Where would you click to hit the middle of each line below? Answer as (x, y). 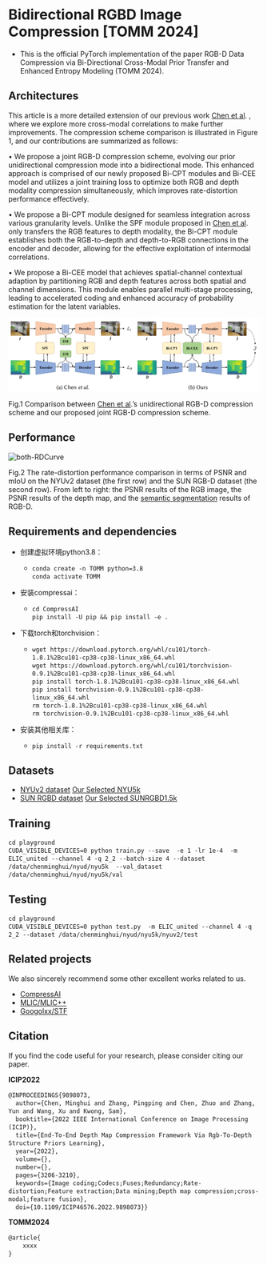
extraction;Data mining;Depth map (134, 1191)
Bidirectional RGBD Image (95, 15)
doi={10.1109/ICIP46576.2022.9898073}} (82, 1207)
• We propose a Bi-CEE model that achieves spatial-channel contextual (126, 272)
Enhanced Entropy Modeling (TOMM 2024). (92, 70)
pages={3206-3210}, (48, 1175)
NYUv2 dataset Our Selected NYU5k (80, 790)
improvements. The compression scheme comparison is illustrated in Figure (133, 132)
